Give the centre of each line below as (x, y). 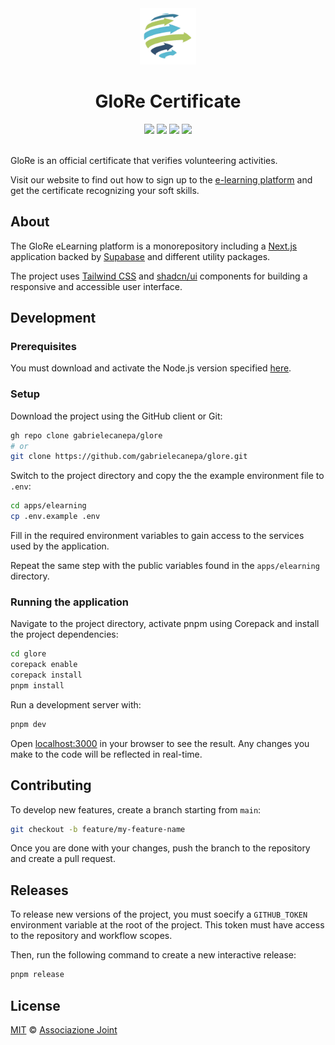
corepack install (46, 675)
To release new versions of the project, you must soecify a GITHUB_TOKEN (159, 914)
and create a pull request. (63, 859)
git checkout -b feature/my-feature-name (98, 829)
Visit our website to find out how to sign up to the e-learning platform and (161, 179)
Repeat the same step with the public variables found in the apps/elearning (165, 566)
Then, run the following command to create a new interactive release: (153, 955)
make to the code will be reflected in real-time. (106, 754)
